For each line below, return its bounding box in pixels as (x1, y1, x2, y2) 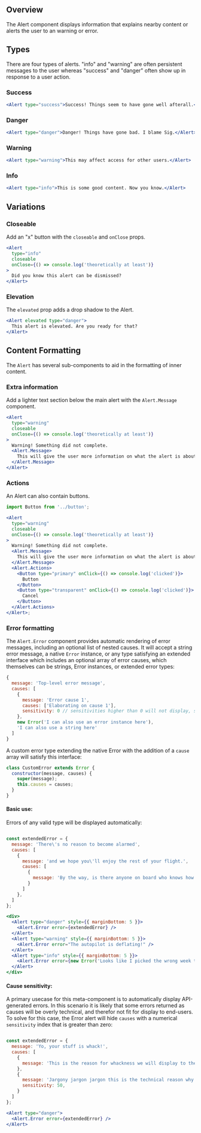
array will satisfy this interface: (6, 753, 82, 761)
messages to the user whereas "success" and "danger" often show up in (6, 67, 186, 74)
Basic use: (6, 806, 33, 813)
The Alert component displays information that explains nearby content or (6, 20, 188, 28)
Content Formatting (6, 345, 81, 356)
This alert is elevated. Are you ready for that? (11, 323, 138, 329)
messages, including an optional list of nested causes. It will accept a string (6, 644, 193, 651)
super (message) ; (17, 776, 58, 782)
